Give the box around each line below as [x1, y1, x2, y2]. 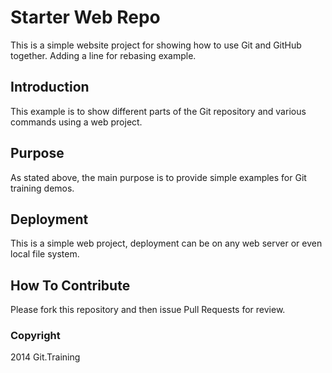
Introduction [10, 79, 90, 96]
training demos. [10, 182, 75, 194]
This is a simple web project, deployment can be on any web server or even [10, 237, 323, 250]
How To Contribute [10, 277, 131, 294]
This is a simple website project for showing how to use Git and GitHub [10, 39, 302, 51]
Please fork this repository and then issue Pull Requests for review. [10, 304, 286, 316]
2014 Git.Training [10, 351, 81, 363]
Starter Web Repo [10, 6, 161, 29]
